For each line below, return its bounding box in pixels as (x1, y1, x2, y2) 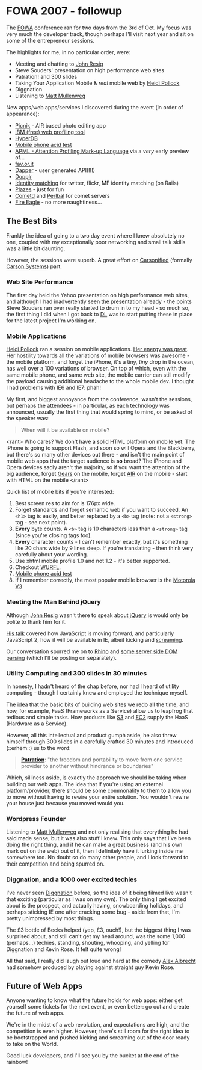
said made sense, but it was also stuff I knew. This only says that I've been (6, 835, 191, 842)
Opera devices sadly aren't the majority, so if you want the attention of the (6, 464, 191, 471)
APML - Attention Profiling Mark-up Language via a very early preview (14, 147, 189, 155)
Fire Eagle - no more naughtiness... (14, 198, 102, 206)
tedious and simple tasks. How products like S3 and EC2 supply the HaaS (6, 713, 188, 721)
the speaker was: (6, 415, 49, 422)
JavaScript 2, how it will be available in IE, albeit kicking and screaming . (6, 636, 184, 643)
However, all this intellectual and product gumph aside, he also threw (6, 731, 177, 739)
